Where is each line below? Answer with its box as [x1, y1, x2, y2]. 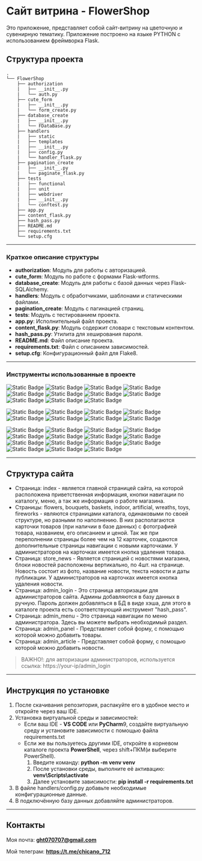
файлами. [14, 299, 40, 306]
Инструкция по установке [6, 685, 110, 696]
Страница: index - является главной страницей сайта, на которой [14, 485, 183, 492]
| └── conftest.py [17, 201, 69, 208]
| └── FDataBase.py [17, 123, 71, 129]
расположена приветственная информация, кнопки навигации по [14, 491, 185, 498]
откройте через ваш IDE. [14, 708, 79, 715]
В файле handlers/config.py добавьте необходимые [14, 784, 147, 791]
